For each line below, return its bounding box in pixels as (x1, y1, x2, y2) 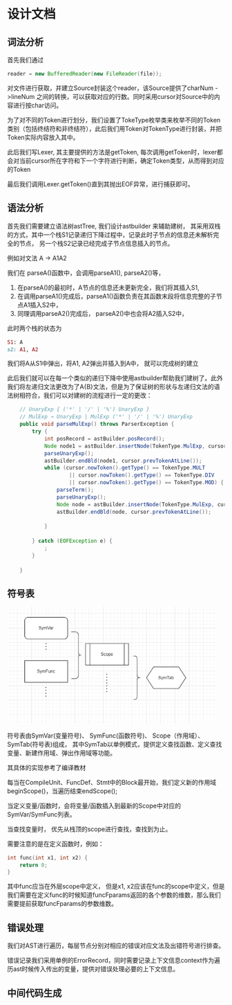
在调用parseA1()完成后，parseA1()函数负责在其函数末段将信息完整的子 (17, 292, 216, 300)
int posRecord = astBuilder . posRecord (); (43, 435, 166, 442)
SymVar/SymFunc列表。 (7, 810, 76, 818)
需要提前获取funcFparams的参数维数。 (7, 900, 117, 908)
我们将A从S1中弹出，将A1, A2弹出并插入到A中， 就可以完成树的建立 (7, 359, 199, 368)
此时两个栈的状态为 (7, 323, 62, 332)
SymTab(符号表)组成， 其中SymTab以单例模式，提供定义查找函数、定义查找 (7, 740, 222, 748)
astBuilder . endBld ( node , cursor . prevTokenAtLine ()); (56, 508, 212, 515)
